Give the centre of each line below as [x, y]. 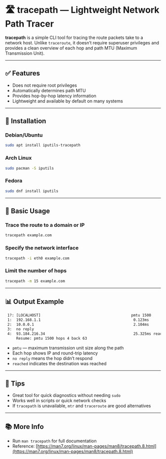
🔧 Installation [26, 121]
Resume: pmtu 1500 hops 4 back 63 [52, 338]
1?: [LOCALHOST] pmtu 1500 [79, 316]
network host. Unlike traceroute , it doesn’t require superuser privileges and [82, 42]
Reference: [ [25, 446]
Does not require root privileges [45, 85]
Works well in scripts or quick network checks [59, 401]
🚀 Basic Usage [28, 211]
